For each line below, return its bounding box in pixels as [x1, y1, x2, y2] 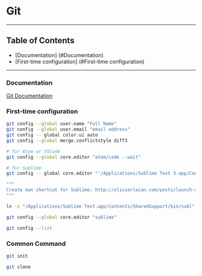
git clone [6, 263, 31, 270]
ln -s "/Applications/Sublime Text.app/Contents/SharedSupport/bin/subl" [6, 203, 195, 209]
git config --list [6, 225, 52, 231]
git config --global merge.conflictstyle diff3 [6, 137, 128, 144]
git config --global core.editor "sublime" [6, 214, 117, 220]
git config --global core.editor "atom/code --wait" [6, 154, 141, 160]
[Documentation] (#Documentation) [14, 51, 104, 58]
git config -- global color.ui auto [6, 132, 98, 138]
